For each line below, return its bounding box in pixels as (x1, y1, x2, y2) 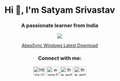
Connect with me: (38, 55, 82, 62)
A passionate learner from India (21, 22, 99, 29)
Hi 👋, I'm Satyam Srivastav (4, 4, 115, 16)
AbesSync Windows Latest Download (21, 42, 98, 48)
